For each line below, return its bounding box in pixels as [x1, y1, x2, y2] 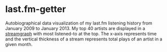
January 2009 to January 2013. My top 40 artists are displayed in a [5, 25, 145, 31]
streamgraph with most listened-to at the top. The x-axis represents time [5, 30, 157, 36]
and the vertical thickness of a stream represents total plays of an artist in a [5, 36, 163, 42]
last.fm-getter [5, 3, 66, 15]
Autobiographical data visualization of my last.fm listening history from [5, 20, 153, 26]
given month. [5, 41, 33, 47]
